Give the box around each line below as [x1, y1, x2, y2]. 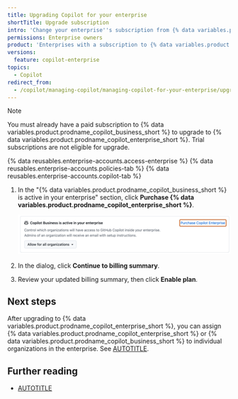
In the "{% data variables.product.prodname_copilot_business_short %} [17, 185, 227, 195]
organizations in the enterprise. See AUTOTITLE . [7, 344, 149, 353]
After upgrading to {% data [7, 315, 86, 323]
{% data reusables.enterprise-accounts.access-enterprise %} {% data [7, 157, 214, 165]
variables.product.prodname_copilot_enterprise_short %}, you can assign [7, 322, 222, 330]
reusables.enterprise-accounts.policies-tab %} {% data [7, 164, 170, 173]
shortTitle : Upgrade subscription [7, 18, 110, 26]
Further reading [7, 365, 78, 377]
